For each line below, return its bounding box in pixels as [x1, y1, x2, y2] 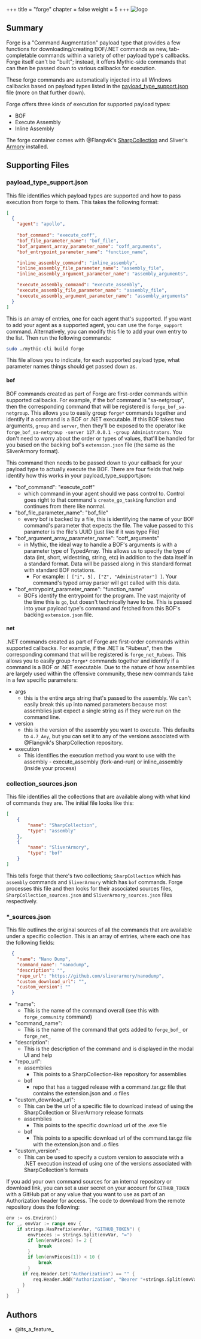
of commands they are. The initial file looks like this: [6, 799, 134, 807]
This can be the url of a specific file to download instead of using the [23, 1103, 194, 1110]
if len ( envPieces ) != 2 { [28, 1237, 93, 1244]
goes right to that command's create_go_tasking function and [23, 496, 176, 504]
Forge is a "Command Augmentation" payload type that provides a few [6, 39, 181, 46]
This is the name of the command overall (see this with [23, 1007, 159, 1014]
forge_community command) [23, 1013, 93, 1020]
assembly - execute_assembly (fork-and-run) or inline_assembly [23, 758, 183, 765]
